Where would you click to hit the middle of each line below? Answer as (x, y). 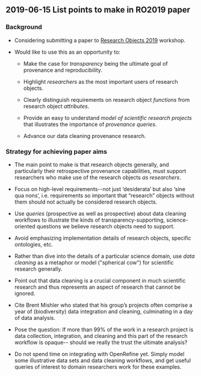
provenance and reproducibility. (63, 70)
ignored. (25, 293)
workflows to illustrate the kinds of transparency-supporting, (90, 220)
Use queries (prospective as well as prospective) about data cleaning (100, 213)
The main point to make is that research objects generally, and (91, 164)
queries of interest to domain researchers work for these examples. (98, 366)
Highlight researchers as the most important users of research (100, 81)
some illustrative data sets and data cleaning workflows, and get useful (102, 360)
